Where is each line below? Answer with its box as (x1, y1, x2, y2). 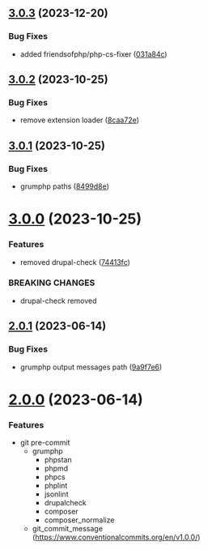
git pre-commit (19, 437, 70, 448)
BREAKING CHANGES (8, 277, 96, 288)
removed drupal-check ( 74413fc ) (19, 257, 131, 266)
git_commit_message (32, 524, 104, 534)
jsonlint (44, 489, 69, 499)
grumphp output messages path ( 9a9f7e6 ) (19, 362, 163, 372)
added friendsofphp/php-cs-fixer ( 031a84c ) (19, 49, 168, 59)
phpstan (44, 455, 72, 465)
